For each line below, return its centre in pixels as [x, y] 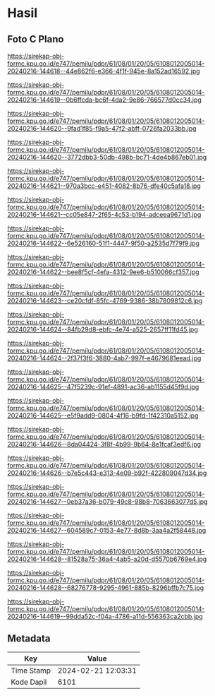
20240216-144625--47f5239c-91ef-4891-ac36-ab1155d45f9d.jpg [103, 387]
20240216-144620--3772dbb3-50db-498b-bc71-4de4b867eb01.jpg [107, 157]
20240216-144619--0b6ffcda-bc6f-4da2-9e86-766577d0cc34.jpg [105, 100]
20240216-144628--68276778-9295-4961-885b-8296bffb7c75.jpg [106, 588]
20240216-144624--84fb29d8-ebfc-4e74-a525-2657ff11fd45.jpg [103, 329]
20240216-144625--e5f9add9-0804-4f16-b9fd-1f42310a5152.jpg [103, 415]
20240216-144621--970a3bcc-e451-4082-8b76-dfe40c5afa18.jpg [104, 186]
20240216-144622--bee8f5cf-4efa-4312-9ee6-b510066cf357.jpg [103, 272]
